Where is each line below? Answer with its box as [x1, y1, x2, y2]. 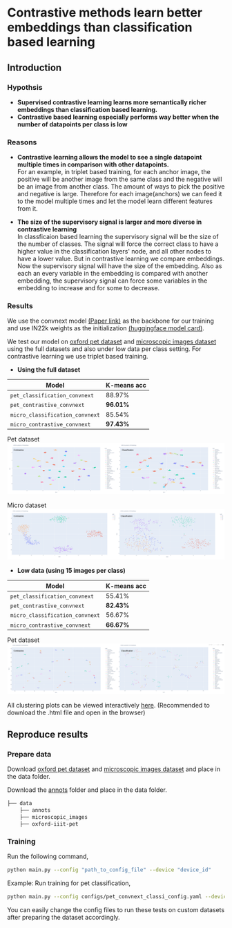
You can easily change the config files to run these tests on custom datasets [7, 906, 225, 914]
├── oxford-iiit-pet [19, 821, 79, 828]
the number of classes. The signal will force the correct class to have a [17, 240, 219, 248]
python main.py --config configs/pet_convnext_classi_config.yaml [7, 893, 202, 900]
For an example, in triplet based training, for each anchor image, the [17, 168, 211, 176]
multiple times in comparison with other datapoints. [17, 160, 169, 169]
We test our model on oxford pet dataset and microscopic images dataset [7, 337, 216, 346]
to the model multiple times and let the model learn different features [17, 197, 213, 205]
